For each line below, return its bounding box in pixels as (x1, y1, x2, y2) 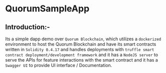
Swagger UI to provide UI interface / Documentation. (5, 63, 112, 68)
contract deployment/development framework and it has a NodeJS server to (5, 52, 158, 58)
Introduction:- (5, 23, 50, 31)
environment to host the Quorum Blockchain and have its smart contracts (5, 41, 156, 47)
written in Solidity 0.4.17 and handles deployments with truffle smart (5, 47, 154, 52)
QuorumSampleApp (5, 3, 90, 14)
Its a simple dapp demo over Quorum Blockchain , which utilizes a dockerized (5, 36, 161, 42)
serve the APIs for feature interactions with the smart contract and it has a (5, 57, 158, 63)
